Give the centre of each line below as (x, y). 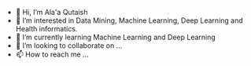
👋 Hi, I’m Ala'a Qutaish (52, 12)
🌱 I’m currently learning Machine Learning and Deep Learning (116, 37)
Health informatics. (46, 29)
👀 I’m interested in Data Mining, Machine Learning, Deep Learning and (129, 20)
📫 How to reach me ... (52, 54)
